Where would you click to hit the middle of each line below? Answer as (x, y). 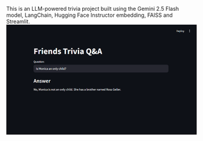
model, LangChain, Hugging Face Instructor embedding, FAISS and (90, 15)
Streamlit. (18, 21)
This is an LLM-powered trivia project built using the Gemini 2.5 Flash (93, 9)
